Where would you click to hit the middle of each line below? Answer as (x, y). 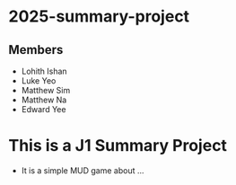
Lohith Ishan (44, 71)
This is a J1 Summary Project (118, 146)
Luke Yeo (39, 81)
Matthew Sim (46, 90)
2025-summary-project (99, 17)
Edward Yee (44, 109)
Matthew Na (44, 100)
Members (36, 50)
